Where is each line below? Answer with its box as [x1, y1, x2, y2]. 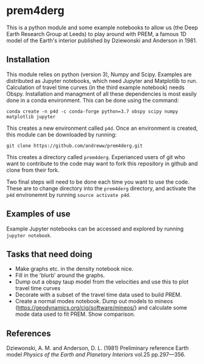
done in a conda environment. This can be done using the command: [6, 96, 179, 104]
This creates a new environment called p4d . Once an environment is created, [6, 124, 198, 132]
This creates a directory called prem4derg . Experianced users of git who [6, 153, 186, 160]
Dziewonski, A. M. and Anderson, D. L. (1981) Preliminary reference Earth [6, 344, 189, 352]
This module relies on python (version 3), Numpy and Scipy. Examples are [6, 71, 192, 78]
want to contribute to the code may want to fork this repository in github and [6, 160, 198, 167]
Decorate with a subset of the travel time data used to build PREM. [15, 291, 182, 299]
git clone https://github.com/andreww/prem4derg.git [6, 143, 143, 149]
